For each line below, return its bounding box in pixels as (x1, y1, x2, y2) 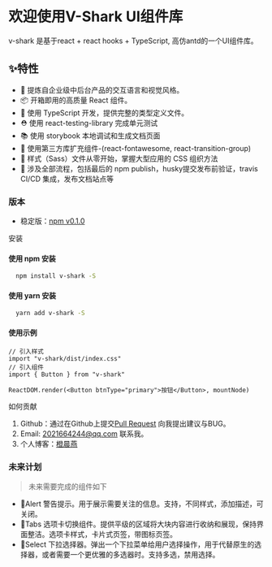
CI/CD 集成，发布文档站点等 (19, 174, 114, 184)
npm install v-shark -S (15, 272, 96, 280)
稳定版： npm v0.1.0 (19, 216, 85, 226)
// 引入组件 (8, 363, 45, 372)
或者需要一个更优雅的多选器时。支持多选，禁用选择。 (41, 549, 220, 559)
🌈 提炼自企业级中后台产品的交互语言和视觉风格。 (19, 84, 184, 94)
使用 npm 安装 (8, 253, 56, 263)
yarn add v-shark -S (15, 309, 85, 318)
